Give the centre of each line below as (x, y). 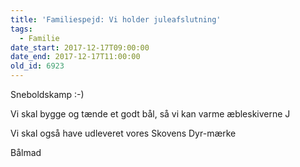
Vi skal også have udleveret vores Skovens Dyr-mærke (123, 133)
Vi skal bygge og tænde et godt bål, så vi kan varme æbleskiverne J (150, 114)
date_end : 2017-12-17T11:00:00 (75, 57)
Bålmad (26, 152)
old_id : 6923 (37, 66)
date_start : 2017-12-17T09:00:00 (80, 47)
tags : (21, 29)
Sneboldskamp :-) (47, 94)
